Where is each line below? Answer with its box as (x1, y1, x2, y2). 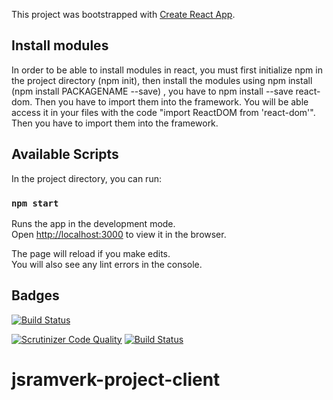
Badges (11, 287, 60, 304)
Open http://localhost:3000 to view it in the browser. (11, 228, 227, 240)
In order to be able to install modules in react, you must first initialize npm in (11, 64, 323, 76)
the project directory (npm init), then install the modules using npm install (11, 74, 313, 86)
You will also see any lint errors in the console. (11, 258, 203, 270)
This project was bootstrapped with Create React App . (11, 9, 236, 20)
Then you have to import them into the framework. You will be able (34, 95, 309, 108)
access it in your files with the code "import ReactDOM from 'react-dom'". (11, 106, 316, 118)
